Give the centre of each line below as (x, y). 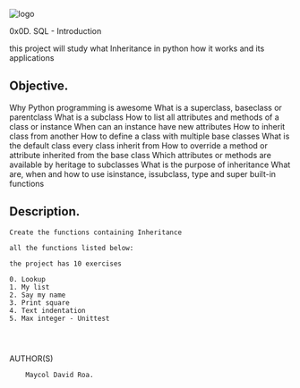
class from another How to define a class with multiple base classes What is (150, 136)
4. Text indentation (48, 310)
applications (32, 58)
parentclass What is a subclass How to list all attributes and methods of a (144, 117)
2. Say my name (38, 295)
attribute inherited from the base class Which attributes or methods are (140, 155)
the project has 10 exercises (66, 264)
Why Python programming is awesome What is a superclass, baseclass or (146, 107)
